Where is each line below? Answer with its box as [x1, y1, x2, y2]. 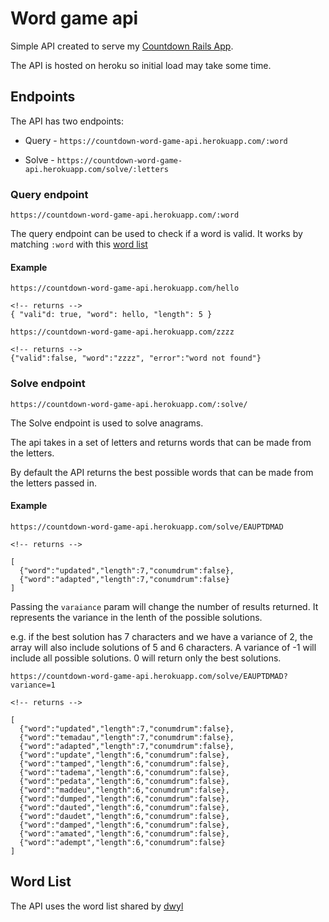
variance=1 [10, 680, 56, 690]
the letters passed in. [10, 477, 98, 489]
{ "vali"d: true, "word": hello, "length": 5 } [10, 310, 213, 320]
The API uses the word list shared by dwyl [10, 900, 184, 912]
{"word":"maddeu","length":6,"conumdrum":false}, [19, 785, 230, 795]
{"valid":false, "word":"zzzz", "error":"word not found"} [10, 353, 262, 364]
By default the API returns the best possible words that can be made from [10, 466, 314, 478]
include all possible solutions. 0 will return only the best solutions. [10, 652, 282, 664]
